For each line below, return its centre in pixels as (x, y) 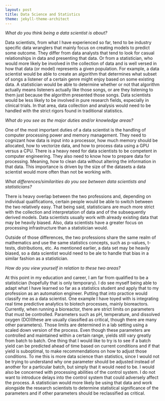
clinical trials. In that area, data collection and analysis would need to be (78, 106)
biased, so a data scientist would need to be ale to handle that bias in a (77, 253)
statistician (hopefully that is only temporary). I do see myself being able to (81, 283)
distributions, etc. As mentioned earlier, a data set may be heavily (83, 248)
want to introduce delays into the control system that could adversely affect (82, 378)
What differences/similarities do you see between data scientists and (76, 181)
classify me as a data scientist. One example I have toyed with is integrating (82, 299)
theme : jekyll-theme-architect (37, 19)
